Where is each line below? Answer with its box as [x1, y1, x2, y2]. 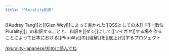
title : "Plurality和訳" [5, 7, 54, 13]
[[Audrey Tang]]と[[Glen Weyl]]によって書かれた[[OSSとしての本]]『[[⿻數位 [5, 22, 164, 28]
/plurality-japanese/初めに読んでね [5, 45, 77, 51]
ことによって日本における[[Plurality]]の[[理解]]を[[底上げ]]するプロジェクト [5, 34, 161, 40]
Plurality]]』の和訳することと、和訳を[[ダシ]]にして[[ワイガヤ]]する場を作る [5, 28, 162, 34]
